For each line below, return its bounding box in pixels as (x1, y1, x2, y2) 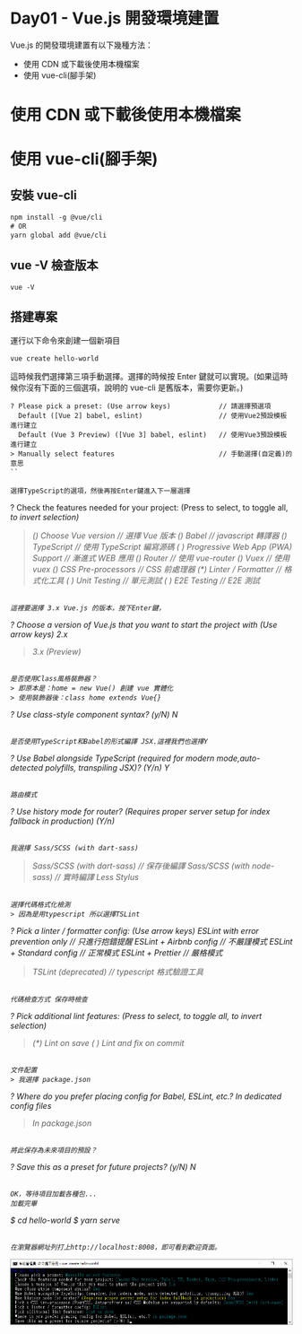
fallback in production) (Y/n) (10, 815, 116, 826)
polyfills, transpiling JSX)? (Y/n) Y (45, 762, 169, 772)
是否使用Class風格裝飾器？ (10, 674, 98, 683)
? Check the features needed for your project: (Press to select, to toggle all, (10, 501, 289, 512)
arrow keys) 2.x (10, 629, 68, 640)
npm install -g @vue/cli (10, 213, 103, 222)
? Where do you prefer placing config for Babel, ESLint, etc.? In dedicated (10, 1091, 282, 1102)
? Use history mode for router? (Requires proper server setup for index (10, 806, 271, 816)
